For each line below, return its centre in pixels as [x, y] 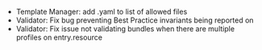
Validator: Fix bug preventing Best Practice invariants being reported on [135, 20]
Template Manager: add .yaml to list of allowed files [102, 12]
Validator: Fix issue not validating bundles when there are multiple [125, 29]
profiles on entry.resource [59, 37]
